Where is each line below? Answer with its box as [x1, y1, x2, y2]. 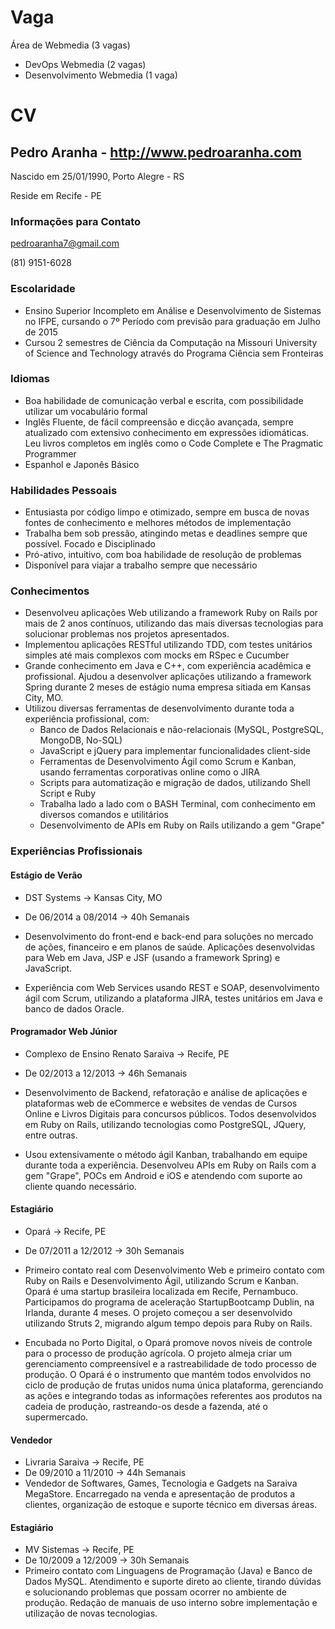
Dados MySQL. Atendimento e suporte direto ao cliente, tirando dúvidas [24, 1576, 322, 1588]
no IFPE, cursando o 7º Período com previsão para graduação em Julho [24, 315, 321, 327]
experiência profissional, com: [24, 713, 150, 725]
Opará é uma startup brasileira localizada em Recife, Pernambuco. [24, 1285, 299, 1297]
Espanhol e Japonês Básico [24, 458, 140, 470]
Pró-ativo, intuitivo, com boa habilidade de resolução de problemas [24, 549, 302, 561]
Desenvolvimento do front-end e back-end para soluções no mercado [24, 930, 314, 942]
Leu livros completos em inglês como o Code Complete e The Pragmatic [24, 437, 324, 449]
